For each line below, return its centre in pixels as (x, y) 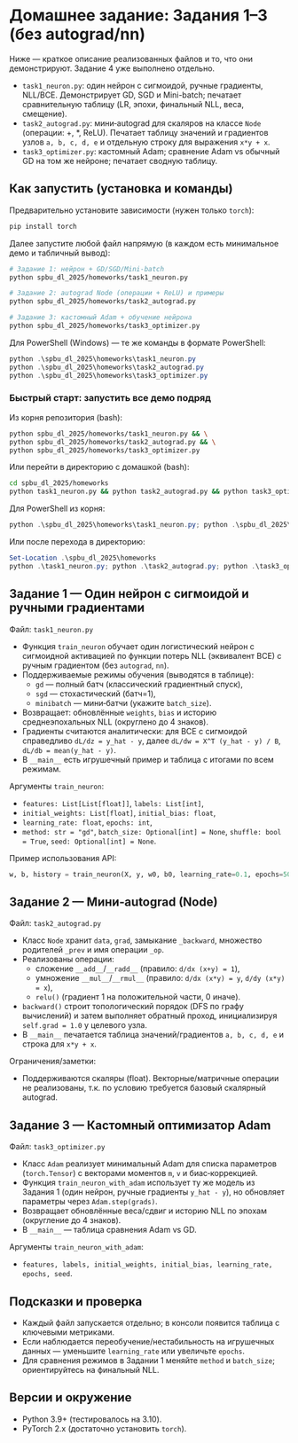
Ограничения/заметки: (53, 1062)
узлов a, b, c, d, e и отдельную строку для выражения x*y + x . (146, 142)
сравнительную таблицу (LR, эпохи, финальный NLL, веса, (133, 104)
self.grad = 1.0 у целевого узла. (85, 1025)
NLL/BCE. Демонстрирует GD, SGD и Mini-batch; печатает (132, 95)
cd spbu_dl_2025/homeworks (59, 483)
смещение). (45, 114)
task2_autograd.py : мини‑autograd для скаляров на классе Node (141, 123)
